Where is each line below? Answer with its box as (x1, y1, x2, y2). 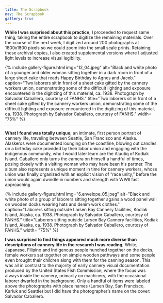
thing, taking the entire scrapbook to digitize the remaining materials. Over (5, 34, 154, 40)
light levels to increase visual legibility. (5, 55, 81, 61)
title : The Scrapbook (5, 7, 49, 12)
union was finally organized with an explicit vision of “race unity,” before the (5, 171, 157, 177)
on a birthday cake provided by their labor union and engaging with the (5, 146, 147, 151)
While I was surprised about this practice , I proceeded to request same (5, 30, 149, 35)
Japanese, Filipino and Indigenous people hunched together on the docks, (5, 247, 154, 253)
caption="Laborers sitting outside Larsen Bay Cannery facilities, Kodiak (5, 207, 147, 213)
